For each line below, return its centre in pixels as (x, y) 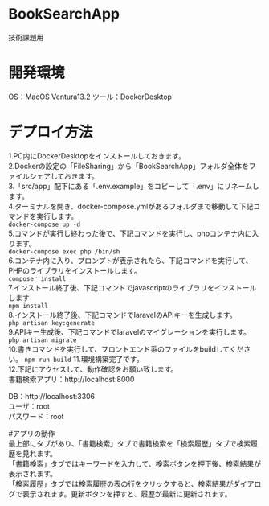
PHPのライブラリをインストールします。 (75, 270)
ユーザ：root (29, 406)
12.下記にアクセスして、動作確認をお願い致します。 (93, 369)
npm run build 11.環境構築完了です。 (84, 359)
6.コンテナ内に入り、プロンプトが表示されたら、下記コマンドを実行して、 (130, 260)
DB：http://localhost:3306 (52, 396)
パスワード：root (36, 416)
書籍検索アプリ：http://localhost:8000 (71, 379)
